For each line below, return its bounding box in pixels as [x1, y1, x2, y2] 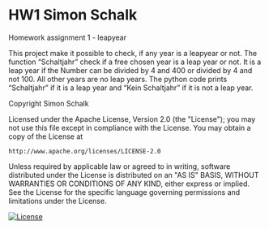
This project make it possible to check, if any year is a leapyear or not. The [8, 48, 258, 58]
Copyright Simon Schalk [8, 98, 89, 108]
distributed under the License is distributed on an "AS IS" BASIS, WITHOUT [8, 170, 259, 179]
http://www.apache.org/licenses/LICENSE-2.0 [8, 147, 161, 155]
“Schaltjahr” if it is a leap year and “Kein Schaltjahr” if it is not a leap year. [8, 83, 254, 93]
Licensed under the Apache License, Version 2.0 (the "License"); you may [8, 114, 256, 123]
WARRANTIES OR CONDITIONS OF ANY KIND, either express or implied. [8, 179, 250, 188]
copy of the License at [8, 132, 83, 141]
